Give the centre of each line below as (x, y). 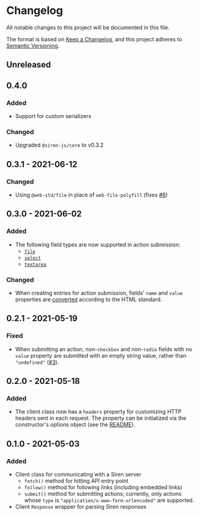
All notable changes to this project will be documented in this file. (88, 27)
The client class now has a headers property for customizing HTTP (98, 412)
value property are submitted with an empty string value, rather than (101, 355)
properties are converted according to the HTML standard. (88, 299)
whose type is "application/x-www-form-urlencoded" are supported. (109, 500)
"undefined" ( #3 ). (37, 362)
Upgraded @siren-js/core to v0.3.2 (59, 145)
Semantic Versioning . (33, 46)
